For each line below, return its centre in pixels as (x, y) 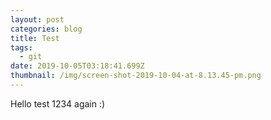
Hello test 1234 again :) (58, 103)
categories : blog (46, 29)
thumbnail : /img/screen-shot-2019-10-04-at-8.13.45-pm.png (136, 76)
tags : (21, 47)
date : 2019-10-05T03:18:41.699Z (77, 66)
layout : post (37, 19)
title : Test (35, 38)
